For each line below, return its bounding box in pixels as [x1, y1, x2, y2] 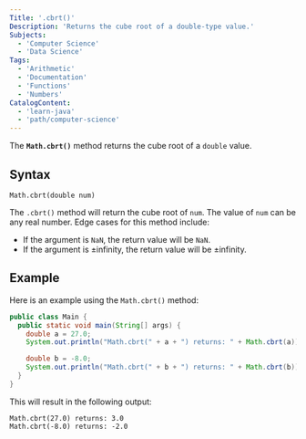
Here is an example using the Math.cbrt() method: [9, 294, 199, 306]
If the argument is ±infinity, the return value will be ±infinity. [22, 244, 248, 255]
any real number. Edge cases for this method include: [9, 216, 209, 227]
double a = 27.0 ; [25, 329, 92, 339]
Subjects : [9, 30, 47, 39]
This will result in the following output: [9, 396, 152, 407]
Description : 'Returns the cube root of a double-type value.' [9, 22, 255, 31]
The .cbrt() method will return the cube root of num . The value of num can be [9, 206, 296, 217]
